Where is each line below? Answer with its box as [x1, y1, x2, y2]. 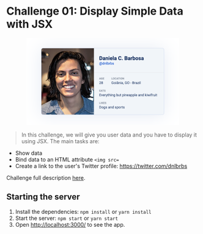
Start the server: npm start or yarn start [15, 214, 118, 222]
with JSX [6, 17, 53, 31]
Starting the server [6, 192, 81, 202]
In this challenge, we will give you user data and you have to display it [21, 131, 197, 138]
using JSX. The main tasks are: [21, 137, 100, 144]
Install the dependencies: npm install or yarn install [15, 208, 152, 215]
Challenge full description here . [6, 174, 86, 181]
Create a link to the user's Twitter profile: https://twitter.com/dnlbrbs [15, 162, 188, 169]
